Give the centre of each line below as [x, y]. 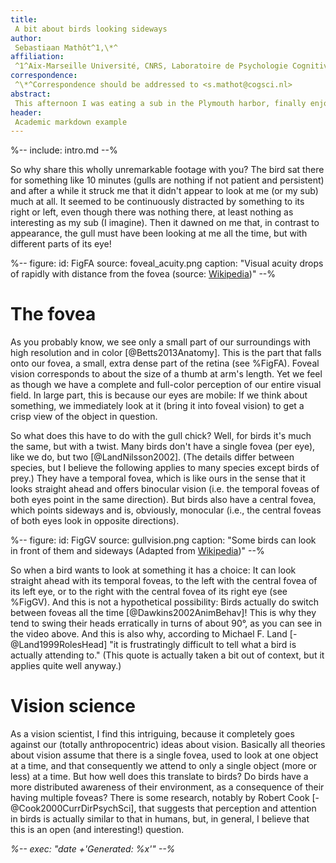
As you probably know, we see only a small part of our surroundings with [160, 342]
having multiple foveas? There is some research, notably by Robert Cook [160, 798]
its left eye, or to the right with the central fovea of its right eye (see [149, 592]
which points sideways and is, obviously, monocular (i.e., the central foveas [166, 510]
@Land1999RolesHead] [59, 645]
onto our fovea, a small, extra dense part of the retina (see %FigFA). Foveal [165, 363]
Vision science [73, 706]
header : [26, 112]
